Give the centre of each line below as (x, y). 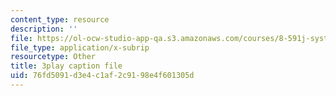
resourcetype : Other (53, 57)
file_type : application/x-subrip (80, 47)
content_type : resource (60, 19)
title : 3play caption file (66, 66)
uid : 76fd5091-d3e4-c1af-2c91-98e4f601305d (102, 76)
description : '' (44, 29)
